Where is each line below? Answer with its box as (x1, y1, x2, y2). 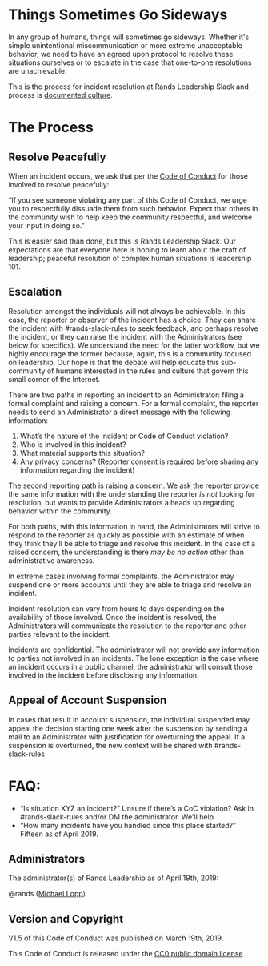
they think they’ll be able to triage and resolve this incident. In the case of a (8, 538, 256, 548)
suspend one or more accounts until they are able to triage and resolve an (8, 579, 252, 590)
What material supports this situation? (19, 448, 146, 457)
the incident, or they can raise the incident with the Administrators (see (8, 332, 242, 341)
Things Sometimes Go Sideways (8, 6, 228, 24)
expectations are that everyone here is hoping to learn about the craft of (8, 244, 246, 254)
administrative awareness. (8, 555, 95, 566)
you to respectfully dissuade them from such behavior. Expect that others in (8, 203, 258, 213)
